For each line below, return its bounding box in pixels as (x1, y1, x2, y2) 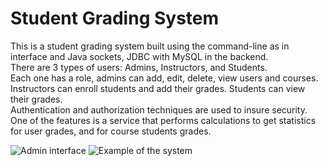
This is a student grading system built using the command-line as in (10, 40, 290, 52)
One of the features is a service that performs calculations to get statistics (10, 114, 317, 126)
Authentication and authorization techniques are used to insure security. (10, 103, 308, 116)
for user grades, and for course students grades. (10, 125, 212, 137)
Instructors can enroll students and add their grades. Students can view (10, 82, 306, 94)
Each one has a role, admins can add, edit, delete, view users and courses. (10, 72, 319, 84)
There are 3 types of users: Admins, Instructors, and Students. (10, 61, 268, 73)
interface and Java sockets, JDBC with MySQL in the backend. (10, 50, 269, 62)
